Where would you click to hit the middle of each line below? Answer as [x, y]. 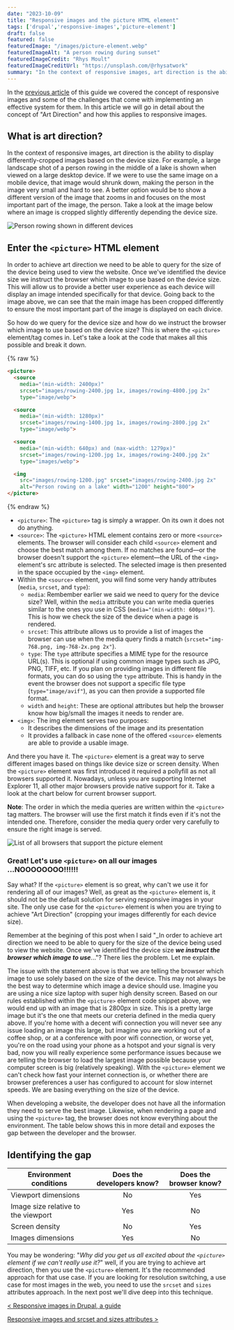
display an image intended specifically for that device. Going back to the [111, 295]
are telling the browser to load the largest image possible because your [109, 1060]
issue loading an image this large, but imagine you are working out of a [109, 1030]
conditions [49, 1183]
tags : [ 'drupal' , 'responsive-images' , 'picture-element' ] [92, 27]
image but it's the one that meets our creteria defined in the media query [111, 1016]
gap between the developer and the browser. [72, 1133]
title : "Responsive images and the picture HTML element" [93, 20]
